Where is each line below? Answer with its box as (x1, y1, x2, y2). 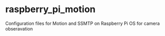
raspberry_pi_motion (5, 4, 96, 15)
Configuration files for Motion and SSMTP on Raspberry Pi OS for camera (5, 20, 160, 26)
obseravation (5, 25, 33, 31)
